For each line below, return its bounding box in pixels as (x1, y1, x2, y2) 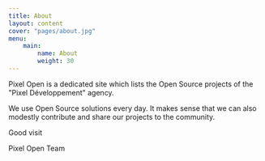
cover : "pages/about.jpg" (8, 27, 96, 35)
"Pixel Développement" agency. (8, 87, 115, 97)
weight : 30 (37, 57, 75, 66)
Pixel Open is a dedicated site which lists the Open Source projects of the (8, 78, 254, 89)
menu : (8, 34, 27, 43)
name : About (37, 49, 79, 57)
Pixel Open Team (8, 143, 66, 153)
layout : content (8, 19, 63, 28)
